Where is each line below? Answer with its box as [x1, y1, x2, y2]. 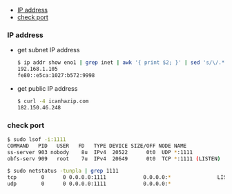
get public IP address [17, 84, 78, 92]
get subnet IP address [17, 46, 80, 54]
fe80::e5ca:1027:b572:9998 [17, 72, 95, 79]
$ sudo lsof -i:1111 [7, 136, 67, 143]
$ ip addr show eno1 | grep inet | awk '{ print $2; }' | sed [17, 59, 200, 66]
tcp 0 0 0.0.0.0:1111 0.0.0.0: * [7, 174, 171, 181]
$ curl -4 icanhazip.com [17, 98, 89, 105]
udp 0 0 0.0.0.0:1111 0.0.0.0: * [7, 180, 171, 188]
